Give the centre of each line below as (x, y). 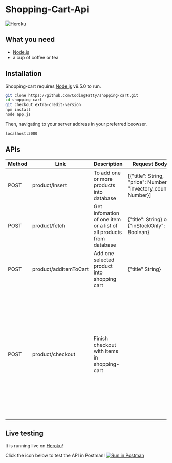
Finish (101, 338)
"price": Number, (148, 182)
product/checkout (54, 354)
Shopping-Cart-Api (47, 9)
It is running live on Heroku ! (34, 446)
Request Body (150, 164)
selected (104, 260)
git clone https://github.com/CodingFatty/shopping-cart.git (72, 95)
